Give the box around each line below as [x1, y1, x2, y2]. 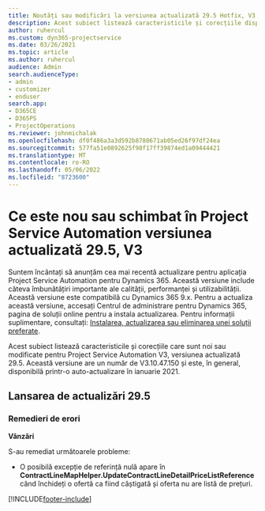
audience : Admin [8, 63, 62, 71]
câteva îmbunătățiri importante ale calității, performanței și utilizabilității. [8, 284, 242, 293]
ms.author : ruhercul [8, 56, 77, 64]
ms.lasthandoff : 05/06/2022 [8, 166, 101, 174]
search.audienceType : [8, 70, 80, 78]
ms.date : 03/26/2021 [8, 41, 77, 49]
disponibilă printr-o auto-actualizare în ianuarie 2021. [8, 366, 181, 376]
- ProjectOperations [8, 122, 77, 130]
